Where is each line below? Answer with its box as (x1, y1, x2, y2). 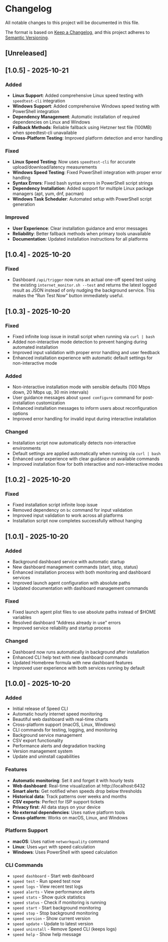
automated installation (12, 344, 58, 350)
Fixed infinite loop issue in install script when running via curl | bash (12, 333, 155, 339)
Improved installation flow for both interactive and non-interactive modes (12, 461, 163, 467)
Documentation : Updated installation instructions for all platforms (12, 236, 148, 242)
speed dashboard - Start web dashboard (12, 873, 94, 879)
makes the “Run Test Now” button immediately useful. (12, 293, 124, 299)
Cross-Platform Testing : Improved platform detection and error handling (12, 135, 163, 141)
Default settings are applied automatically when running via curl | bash (12, 450, 161, 456)
